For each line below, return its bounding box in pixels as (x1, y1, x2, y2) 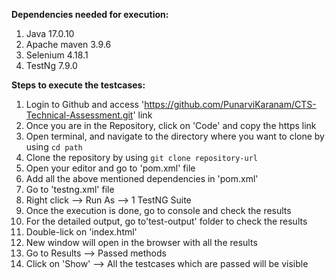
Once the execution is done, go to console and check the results (25, 205, 292, 216)
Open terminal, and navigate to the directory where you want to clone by (25, 130, 325, 142)
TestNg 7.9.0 (25, 60, 78, 71)
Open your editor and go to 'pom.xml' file (25, 162, 196, 174)
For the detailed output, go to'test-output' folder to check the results (25, 215, 308, 227)
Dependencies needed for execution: (11, 9, 169, 20)
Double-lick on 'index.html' (25, 226, 138, 238)
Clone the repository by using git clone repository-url (25, 152, 258, 163)
